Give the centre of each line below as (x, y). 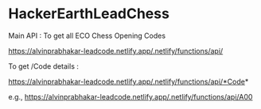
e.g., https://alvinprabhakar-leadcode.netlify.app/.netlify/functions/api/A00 (130, 96)
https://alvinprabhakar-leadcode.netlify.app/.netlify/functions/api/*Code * (129, 81)
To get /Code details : (44, 66)
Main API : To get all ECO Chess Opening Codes (87, 36)
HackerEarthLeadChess (89, 14)
